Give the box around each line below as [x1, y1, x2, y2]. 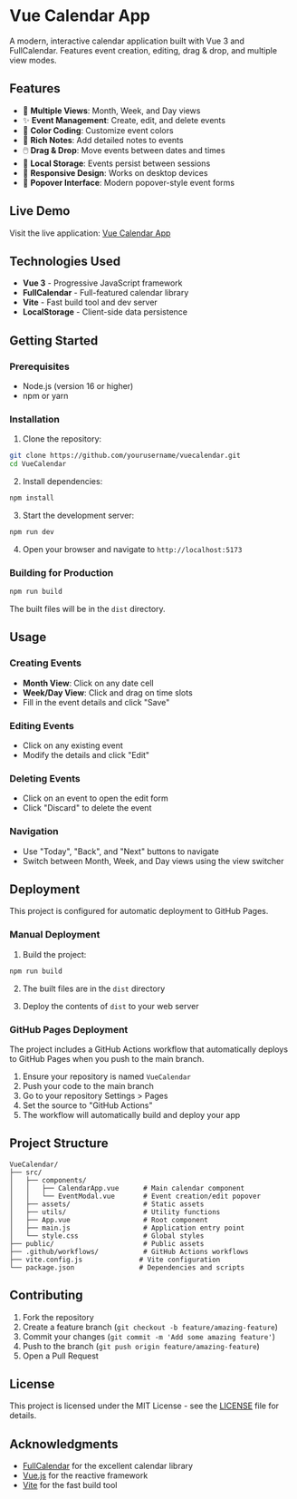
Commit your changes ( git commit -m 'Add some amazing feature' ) [22, 1330, 276, 1342]
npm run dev [9, 527, 54, 536]
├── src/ [9, 1167, 43, 1177]
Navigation [9, 825, 59, 838]
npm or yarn [22, 391, 69, 402]
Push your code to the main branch [22, 1080, 154, 1091]
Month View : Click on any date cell [22, 677, 154, 688]
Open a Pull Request [22, 1350, 100, 1361]
